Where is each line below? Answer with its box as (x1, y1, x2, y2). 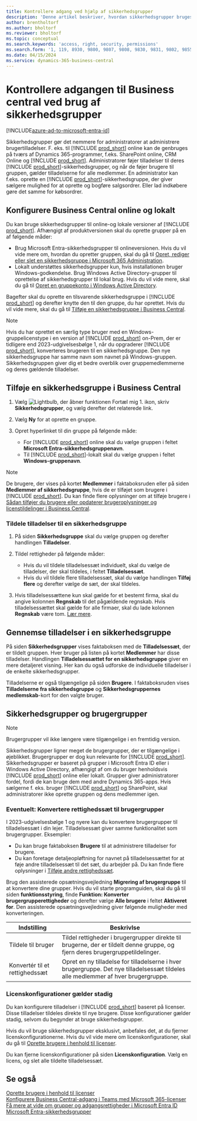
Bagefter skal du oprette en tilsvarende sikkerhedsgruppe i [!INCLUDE (6, 294, 175, 301)
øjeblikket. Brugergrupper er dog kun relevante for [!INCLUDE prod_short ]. (6, 753, 186, 760)
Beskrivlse (110, 924, 140, 932)
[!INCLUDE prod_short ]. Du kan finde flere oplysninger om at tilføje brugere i (6, 493, 191, 500)
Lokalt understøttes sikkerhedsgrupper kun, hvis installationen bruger (14, 263, 183, 270)
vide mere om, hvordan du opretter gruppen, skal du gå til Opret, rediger (14, 251, 189, 258)
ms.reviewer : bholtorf (6, 30, 62, 36)
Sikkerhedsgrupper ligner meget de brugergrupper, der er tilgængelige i (6, 747, 180, 754)
